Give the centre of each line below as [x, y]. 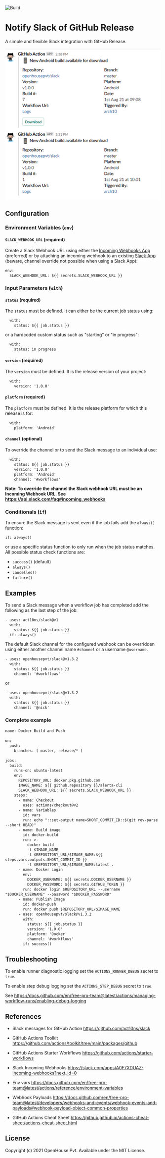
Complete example [28, 720]
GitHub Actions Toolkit [35, 1038]
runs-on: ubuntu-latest [39, 771]
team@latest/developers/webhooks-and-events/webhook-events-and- [84, 1103]
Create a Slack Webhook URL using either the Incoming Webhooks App [78, 251]
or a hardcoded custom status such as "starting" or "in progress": [72, 335]
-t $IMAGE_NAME [42, 850]
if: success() [37, 944]
